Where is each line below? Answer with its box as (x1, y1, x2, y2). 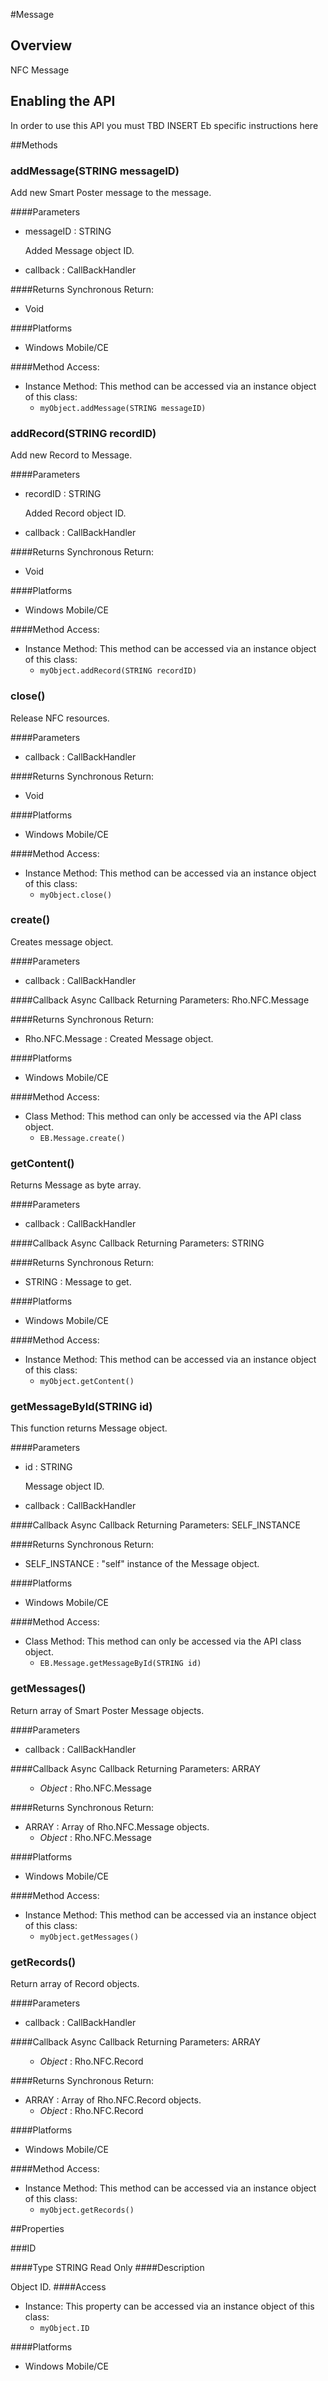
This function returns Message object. (10, 1422, 168, 1434)
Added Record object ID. (24, 507, 127, 519)
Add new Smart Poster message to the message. (10, 186, 212, 198)
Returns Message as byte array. (10, 1179, 142, 1191)
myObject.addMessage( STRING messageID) (39, 403, 207, 413)
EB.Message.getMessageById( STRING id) (39, 1659, 202, 1669)
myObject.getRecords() (39, 2205, 135, 2215)
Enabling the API (10, 93, 116, 110)
